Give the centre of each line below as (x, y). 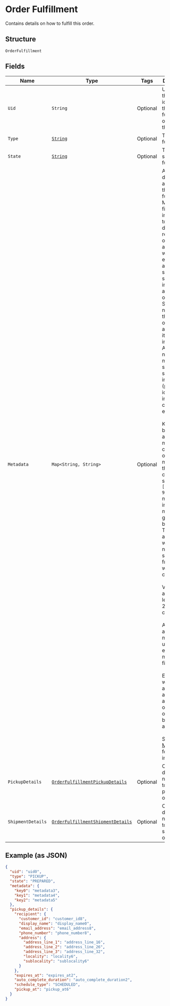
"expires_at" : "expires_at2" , (46, 975)
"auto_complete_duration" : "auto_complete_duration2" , (73, 980)
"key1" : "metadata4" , (37, 895)
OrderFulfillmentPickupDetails (89, 782)
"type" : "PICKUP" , (29, 876)
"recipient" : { (30, 914)
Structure (21, 39)
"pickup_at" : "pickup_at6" (43, 990)
